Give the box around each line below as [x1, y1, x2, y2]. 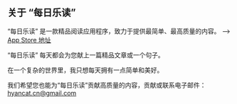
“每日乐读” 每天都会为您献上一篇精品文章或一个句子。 [7, 50, 165, 59]
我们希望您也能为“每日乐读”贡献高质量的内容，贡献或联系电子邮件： [7, 81, 206, 89]
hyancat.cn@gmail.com [7, 88, 77, 97]
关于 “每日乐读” [7, 6, 76, 19]
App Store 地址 [7, 35, 51, 44]
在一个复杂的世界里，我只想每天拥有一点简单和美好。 [7, 66, 164, 74]
